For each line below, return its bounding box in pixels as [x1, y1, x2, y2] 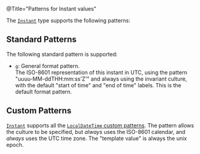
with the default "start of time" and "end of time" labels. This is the [15, 81, 182, 89]
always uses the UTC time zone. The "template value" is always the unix [6, 135, 187, 142]
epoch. [6, 141, 24, 148]
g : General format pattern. [15, 62, 80, 69]
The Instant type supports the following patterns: [6, 17, 130, 24]
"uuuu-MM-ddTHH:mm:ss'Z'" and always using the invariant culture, [15, 75, 187, 82]
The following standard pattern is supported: [6, 50, 118, 58]
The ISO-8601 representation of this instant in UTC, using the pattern [15, 69, 188, 76]
